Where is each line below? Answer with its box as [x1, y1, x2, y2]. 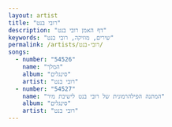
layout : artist [8, 11, 58, 20]
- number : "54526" [15, 56, 77, 64]
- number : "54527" [15, 84, 77, 93]
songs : [8, 48, 30, 56]
